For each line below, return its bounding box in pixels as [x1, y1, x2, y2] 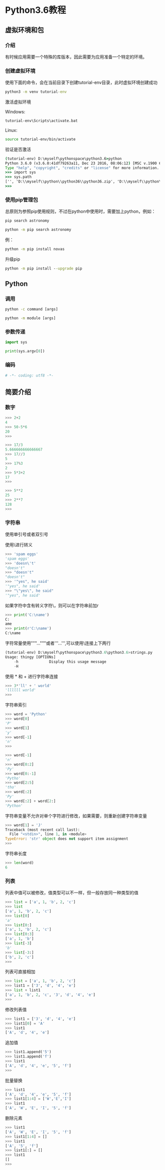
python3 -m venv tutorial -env [5, 89, 67, 94]
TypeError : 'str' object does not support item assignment [5, 836, 129, 841]
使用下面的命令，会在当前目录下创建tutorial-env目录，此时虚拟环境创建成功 [5, 79, 158, 85]
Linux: [5, 127, 18, 133]
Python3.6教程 [5, 4, 66, 16]
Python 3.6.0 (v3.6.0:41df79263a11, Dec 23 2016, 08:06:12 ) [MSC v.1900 [5, 161, 157, 166]
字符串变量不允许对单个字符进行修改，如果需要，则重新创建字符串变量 [5, 813, 147, 819]
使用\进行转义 [5, 541, 33, 548]
